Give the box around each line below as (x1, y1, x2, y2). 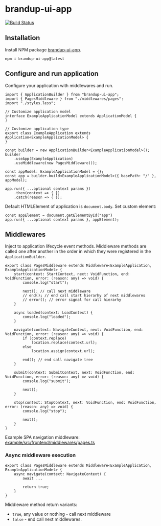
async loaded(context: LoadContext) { (14, 310, 93, 315)
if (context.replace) (23, 336, 67, 341)
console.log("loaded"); (23, 315, 71, 320)
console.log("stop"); (23, 409, 67, 414)
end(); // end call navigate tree (23, 357, 93, 363)
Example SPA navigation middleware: (5, 435, 80, 440)
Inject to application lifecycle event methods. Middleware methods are (5, 243, 147, 249)
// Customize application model (5, 109, 71, 114)
